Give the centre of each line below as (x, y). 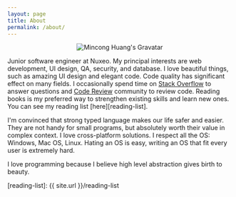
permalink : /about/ (36, 27)
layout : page (27, 14)
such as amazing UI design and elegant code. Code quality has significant (116, 76)
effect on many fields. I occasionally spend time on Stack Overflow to (109, 84)
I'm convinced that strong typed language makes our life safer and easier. (116, 120)
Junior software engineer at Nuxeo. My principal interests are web (104, 61)
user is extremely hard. (41, 151)
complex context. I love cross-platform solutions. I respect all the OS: (109, 135)
